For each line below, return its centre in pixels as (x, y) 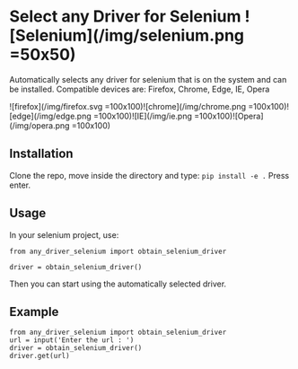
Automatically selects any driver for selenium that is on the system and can (148, 79)
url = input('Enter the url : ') (72, 340)
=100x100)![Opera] (229, 116)
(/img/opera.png (39, 125)
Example (34, 312)
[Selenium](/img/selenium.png (127, 35)
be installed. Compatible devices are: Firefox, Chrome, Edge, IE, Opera (140, 89)
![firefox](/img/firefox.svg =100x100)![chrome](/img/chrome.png (128, 106)
